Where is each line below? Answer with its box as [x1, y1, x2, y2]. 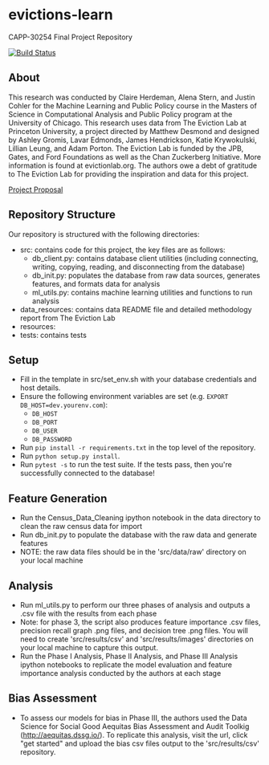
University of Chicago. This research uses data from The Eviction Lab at [8, 118, 247, 128]
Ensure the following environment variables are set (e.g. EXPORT [19, 392, 229, 401]
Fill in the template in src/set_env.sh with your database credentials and [19, 375, 257, 385]
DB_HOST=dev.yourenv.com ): [19, 400, 108, 410]
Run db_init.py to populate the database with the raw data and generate [19, 530, 257, 539]
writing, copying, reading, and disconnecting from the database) [31, 262, 246, 271]
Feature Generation [8, 491, 108, 505]
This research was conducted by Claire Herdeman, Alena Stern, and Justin [8, 92, 255, 102]
